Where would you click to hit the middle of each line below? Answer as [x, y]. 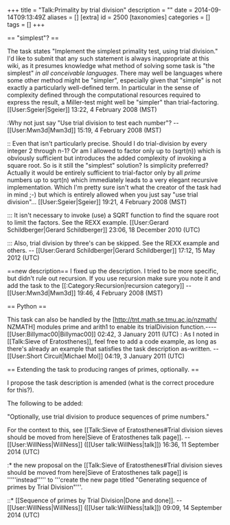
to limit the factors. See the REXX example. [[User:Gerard [88, 222]
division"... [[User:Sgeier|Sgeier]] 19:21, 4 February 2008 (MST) [97, 202]
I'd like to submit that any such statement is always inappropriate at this [108, 58]
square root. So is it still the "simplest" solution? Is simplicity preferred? [108, 165]
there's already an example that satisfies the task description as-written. [110, 349]
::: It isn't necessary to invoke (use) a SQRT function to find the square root [113, 215]
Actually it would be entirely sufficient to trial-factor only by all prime [104, 172]
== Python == [27, 306]
